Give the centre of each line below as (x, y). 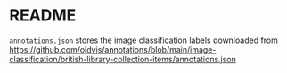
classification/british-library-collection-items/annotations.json (123, 59)
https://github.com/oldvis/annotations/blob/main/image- (113, 49)
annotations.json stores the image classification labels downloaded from (144, 40)
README (43, 16)
